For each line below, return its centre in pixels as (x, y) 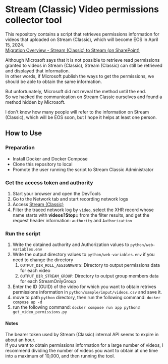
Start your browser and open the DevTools (57, 193)
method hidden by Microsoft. (35, 102)
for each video (35, 271)
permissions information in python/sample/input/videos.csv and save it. (87, 292)
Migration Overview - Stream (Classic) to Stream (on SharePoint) (73, 50)
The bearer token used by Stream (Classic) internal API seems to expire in (82, 335)
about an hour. (20, 340)
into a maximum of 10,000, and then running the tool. (60, 356)
